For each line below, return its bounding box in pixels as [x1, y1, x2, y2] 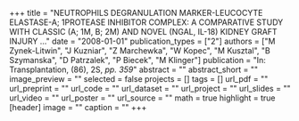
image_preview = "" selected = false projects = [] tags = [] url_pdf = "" [9, 74, 269, 84]
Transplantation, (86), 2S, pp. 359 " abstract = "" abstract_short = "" [9, 64, 259, 75]
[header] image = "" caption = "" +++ [9, 102, 147, 112]
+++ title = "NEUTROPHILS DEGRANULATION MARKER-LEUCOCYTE [9, 8, 263, 18]
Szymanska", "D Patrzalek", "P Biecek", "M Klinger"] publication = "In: [9, 55, 266, 65]
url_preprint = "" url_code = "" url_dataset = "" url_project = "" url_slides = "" [9, 84, 291, 93]
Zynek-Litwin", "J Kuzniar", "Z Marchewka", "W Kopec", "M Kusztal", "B [9, 45, 270, 56]
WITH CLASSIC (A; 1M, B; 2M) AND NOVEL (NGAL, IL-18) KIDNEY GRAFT [9, 27, 278, 36]
